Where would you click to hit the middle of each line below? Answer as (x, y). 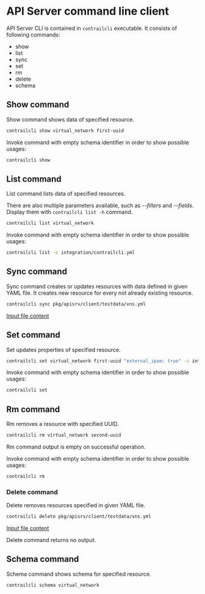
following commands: (33, 34)
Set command (33, 335)
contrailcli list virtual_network (50, 223)
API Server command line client (88, 11)
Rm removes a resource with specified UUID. (63, 424)
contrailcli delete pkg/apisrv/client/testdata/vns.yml (79, 517)
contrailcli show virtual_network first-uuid (65, 130)
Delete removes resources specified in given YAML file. (76, 505)
